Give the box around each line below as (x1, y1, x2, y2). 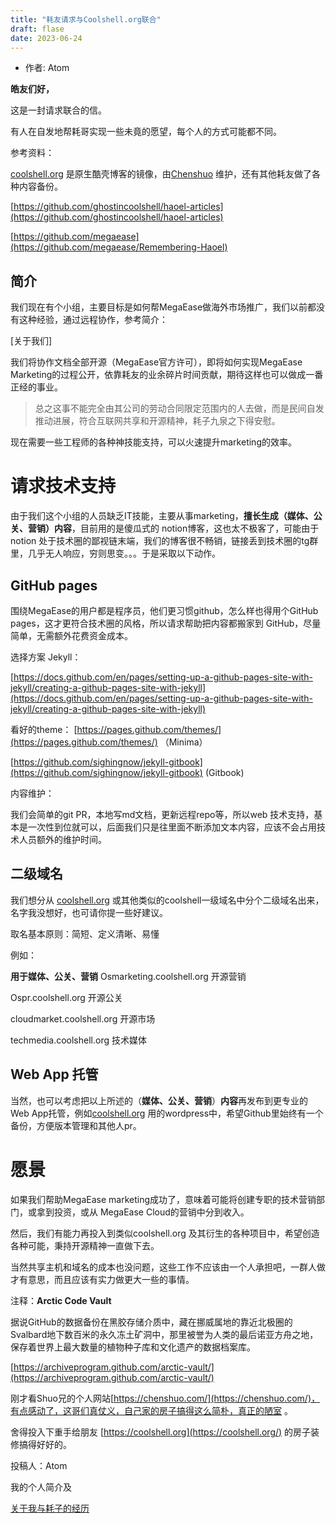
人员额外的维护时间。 (18, 833, 107, 845)
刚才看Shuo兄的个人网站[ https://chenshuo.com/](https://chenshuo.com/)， (10, 1392, 320, 1404)
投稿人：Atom (10, 1459, 68, 1471)
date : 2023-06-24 (10, 33, 83, 43)
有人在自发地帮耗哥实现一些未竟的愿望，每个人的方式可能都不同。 (10, 126, 282, 138)
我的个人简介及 (10, 1481, 72, 1493)
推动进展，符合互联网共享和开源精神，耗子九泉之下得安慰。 (34, 415, 281, 427)
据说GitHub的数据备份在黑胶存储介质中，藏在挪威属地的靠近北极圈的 (10, 1316, 293, 1328)
